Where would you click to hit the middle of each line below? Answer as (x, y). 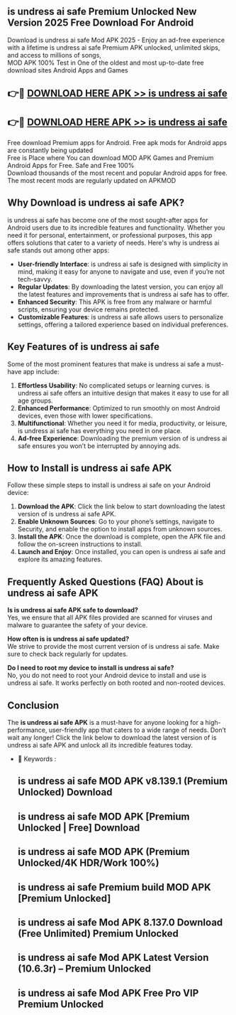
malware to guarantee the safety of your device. (78, 625)
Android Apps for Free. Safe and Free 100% (71, 166)
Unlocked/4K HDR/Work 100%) (88, 863)
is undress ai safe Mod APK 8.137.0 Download (120, 923)
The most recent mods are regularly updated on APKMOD (92, 181)
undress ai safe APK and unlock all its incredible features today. (100, 745)
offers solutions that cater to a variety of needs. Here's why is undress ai (113, 243)
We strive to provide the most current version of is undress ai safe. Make (113, 647)
